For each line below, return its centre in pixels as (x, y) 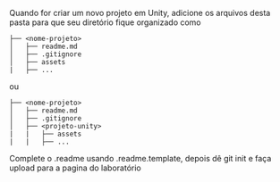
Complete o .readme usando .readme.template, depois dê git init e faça (140, 158)
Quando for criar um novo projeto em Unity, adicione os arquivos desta (140, 13)
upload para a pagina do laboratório (75, 168)
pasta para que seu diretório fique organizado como (105, 22)
